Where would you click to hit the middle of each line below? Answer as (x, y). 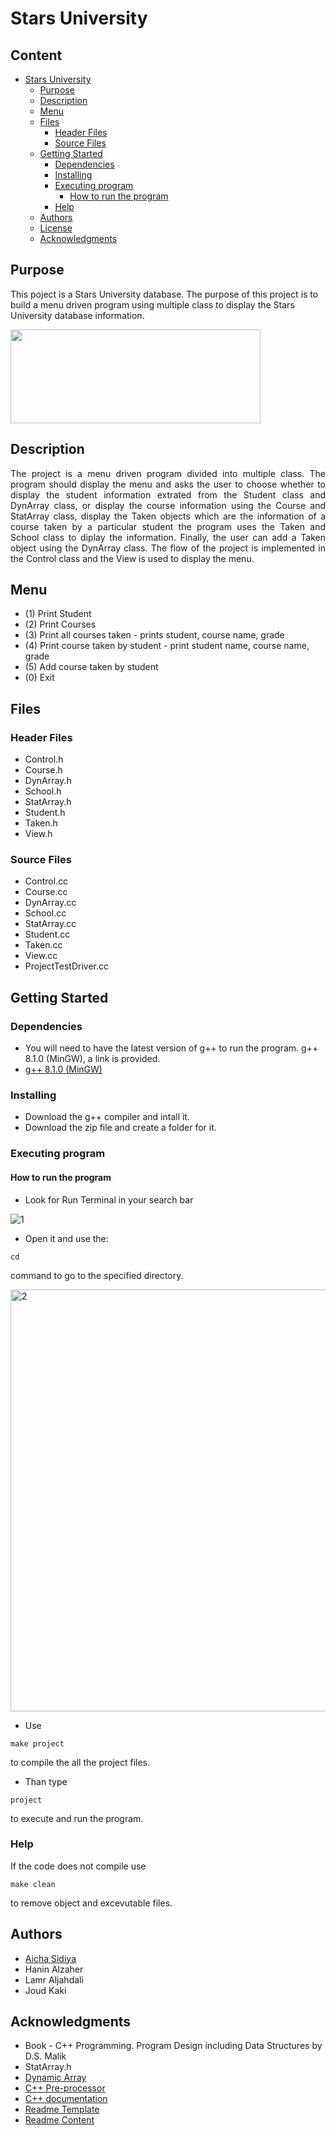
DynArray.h (48, 781)
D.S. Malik (45, 2056)
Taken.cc (43, 945)
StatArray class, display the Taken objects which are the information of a (168, 516)
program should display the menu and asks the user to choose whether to (168, 484)
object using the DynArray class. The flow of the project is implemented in (168, 548)
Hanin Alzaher (54, 1969)
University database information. (77, 315)
